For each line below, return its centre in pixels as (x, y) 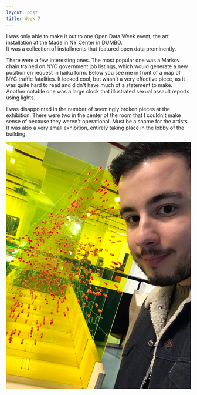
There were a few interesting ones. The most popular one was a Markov (93, 60)
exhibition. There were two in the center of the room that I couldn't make (94, 115)
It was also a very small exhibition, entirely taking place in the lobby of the (95, 128)
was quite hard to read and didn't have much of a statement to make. (89, 85)
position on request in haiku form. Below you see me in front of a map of (93, 72)
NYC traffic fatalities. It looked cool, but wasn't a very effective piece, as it (96, 79)
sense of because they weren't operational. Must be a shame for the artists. (98, 121)
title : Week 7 (23, 19)
